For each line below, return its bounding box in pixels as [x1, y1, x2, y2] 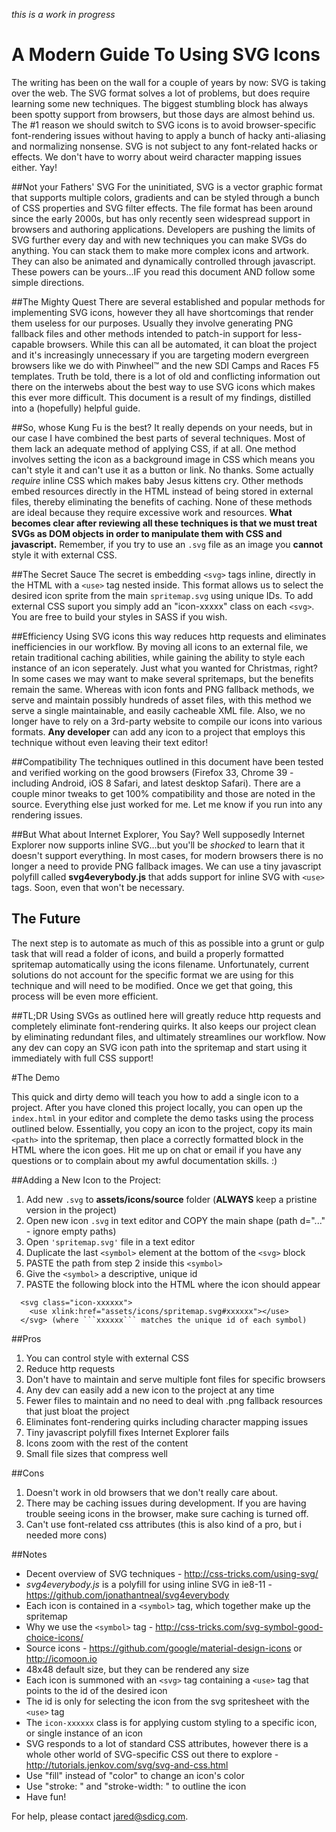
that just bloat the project [25, 1405, 130, 1417]
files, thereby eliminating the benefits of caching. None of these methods [11, 495, 313, 508]
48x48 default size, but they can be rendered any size [25, 1663, 250, 1675]
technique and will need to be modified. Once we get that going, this [11, 979, 293, 991]
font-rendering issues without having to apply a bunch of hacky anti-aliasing [11, 129, 326, 141]
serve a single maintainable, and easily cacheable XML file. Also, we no [11, 704, 306, 716]
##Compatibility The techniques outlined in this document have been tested [11, 755, 324, 768]
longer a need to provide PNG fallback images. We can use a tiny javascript [11, 860, 322, 872]
